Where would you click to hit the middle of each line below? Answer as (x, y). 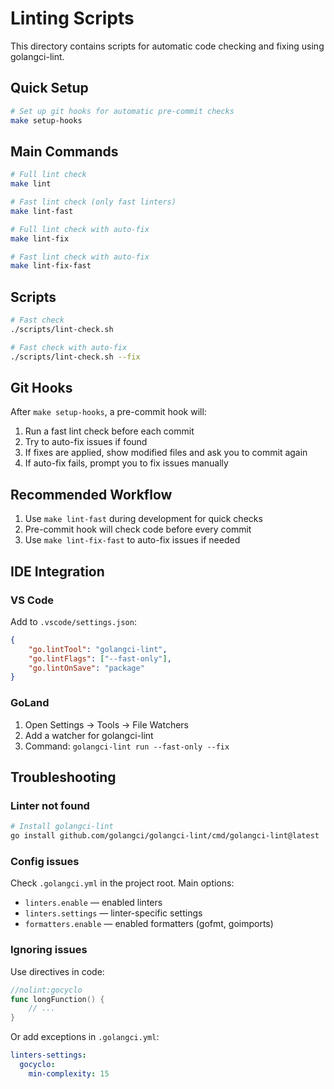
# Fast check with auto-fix (69, 347)
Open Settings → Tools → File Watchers (106, 724)
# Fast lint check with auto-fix (80, 257)
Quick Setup (49, 88)
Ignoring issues (49, 950)
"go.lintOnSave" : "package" (86, 668)
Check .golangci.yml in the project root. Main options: (122, 883)
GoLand (30, 703)
